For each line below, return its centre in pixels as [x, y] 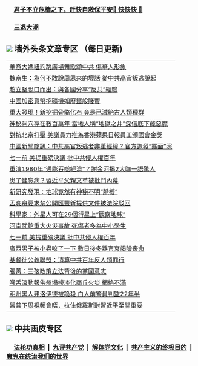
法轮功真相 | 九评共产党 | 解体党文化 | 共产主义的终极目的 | [103, 347]
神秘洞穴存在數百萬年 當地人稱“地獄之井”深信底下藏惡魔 [89, 124]
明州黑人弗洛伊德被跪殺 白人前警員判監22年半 [75, 294]
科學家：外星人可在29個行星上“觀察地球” [68, 215]
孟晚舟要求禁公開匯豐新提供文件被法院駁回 [70, 203]
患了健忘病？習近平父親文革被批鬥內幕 [64, 180]
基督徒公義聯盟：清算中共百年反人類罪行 [67, 260]
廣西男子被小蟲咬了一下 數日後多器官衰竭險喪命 [77, 248]
